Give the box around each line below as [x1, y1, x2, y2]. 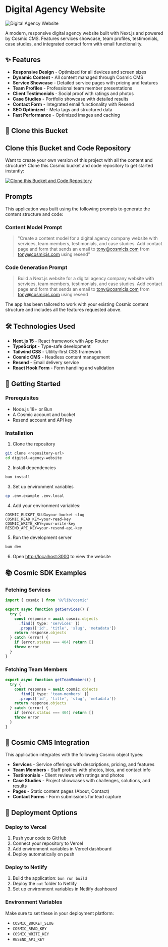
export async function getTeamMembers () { [5, 678, 96, 683]
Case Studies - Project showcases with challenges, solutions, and [12, 778, 150, 784]
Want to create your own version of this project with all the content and [5, 157, 153, 163]
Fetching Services [5, 586, 51, 593]
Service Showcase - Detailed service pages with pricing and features [12, 79, 158, 85]
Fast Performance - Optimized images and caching [12, 112, 120, 118]
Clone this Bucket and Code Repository [5, 144, 131, 152]
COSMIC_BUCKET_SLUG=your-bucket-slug [5, 512, 85, 517]
